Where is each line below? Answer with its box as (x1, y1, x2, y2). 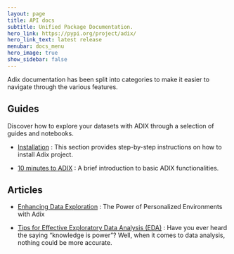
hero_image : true (7, 50, 58, 57)
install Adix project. (17, 150, 74, 159)
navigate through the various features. (7, 82, 118, 91)
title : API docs (7, 17, 55, 24)
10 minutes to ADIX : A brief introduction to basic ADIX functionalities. (17, 163, 219, 172)
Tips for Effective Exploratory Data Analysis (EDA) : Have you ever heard (17, 224, 228, 232)
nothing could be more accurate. (17, 239, 112, 247)
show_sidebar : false (7, 56, 68, 63)
